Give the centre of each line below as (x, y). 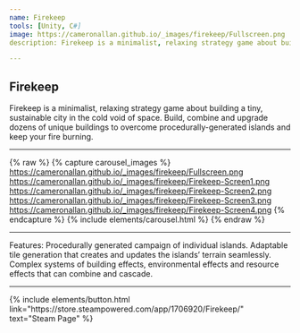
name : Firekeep (37, 17)
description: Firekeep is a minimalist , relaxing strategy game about (143, 43)
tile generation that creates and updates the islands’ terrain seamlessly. (141, 255)
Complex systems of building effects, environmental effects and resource (144, 264)
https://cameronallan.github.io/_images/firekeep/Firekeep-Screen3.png (141, 201)
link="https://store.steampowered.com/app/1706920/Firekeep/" (127, 309)
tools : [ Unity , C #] (46, 26)
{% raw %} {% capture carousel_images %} (90, 163)
